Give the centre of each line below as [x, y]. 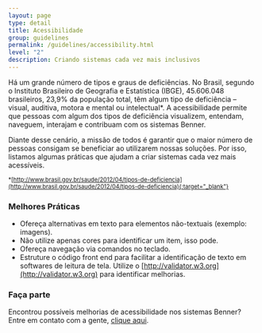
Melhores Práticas [44, 206]
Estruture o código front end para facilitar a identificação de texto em [133, 258]
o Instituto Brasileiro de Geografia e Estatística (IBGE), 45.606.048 [116, 90]
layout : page [30, 15]
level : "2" [26, 52]
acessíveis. [27, 165]
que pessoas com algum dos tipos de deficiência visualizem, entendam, [126, 116]
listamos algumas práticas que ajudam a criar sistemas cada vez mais [122, 156]
